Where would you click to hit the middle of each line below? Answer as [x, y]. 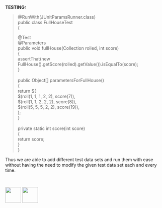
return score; [31, 139]
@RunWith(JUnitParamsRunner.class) [57, 17]
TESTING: [16, 7]
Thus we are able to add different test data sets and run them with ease [79, 160]
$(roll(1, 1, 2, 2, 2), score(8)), [47, 102]
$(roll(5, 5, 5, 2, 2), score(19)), [48, 107]
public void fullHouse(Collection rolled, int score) [68, 48]
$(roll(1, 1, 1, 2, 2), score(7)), [46, 96]
